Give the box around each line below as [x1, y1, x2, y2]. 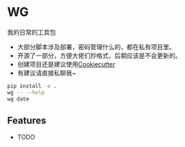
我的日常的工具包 [7, 28, 56, 36]
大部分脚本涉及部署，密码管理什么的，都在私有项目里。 [17, 42, 175, 51]
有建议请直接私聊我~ [17, 69, 77, 77]
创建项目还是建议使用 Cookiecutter [17, 60, 116, 68]
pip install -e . [7, 83, 58, 89]
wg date [7, 95, 30, 103]
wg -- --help [7, 89, 45, 96]
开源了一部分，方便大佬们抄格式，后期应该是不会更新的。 [17, 51, 182, 60]
